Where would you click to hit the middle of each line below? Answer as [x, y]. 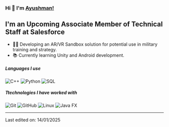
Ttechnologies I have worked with [41, 93]
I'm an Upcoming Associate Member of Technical [84, 24]
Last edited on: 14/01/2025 [33, 119]
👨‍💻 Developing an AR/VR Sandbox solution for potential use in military [85, 44]
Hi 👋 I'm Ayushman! [30, 8]
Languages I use [23, 69]
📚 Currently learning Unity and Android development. [68, 55]
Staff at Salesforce [35, 32]
